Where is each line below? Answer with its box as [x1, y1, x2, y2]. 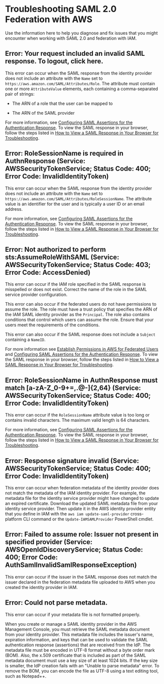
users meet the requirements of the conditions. [5, 322, 100, 328]
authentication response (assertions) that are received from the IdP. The [5, 642, 151, 648]
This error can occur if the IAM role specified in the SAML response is [5, 281, 146, 287]
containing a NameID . [5, 337, 46, 342]
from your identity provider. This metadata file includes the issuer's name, [5, 631, 154, 637]
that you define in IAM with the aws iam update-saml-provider [5, 511, 130, 516]
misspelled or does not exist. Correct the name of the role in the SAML [5, 287, 147, 293]
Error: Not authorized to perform [5, 245, 106, 253]
